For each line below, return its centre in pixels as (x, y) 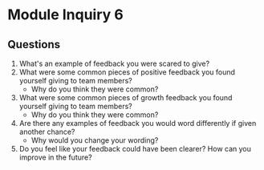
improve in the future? (56, 157)
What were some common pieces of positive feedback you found (127, 72)
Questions (34, 45)
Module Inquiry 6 (65, 15)
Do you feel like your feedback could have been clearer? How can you (135, 149)
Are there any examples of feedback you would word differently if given (138, 123)
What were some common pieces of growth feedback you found (126, 97)
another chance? (47, 132)
